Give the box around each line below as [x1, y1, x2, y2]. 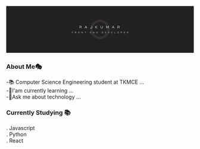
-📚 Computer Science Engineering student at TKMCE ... [6, 78, 145, 85]
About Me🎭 [6, 62, 43, 71]
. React [6, 137, 24, 144]
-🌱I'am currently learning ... [6, 87, 74, 94]
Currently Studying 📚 [6, 109, 71, 117]
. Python [6, 131, 27, 138]
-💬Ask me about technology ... [6, 93, 82, 100]
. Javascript [6, 124, 35, 131]
